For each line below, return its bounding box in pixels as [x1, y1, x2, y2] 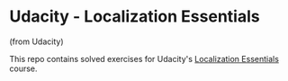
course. [9, 63, 38, 74]
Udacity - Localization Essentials [9, 6, 260, 27]
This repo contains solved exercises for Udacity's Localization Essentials [9, 53, 279, 64]
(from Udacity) [9, 36, 64, 47]
